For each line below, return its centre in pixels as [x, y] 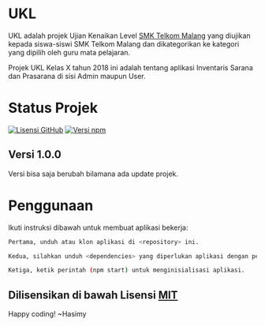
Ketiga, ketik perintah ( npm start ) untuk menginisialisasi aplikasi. [127, 270]
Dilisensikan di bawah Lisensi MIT [93, 295]
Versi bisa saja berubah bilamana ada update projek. [93, 174]
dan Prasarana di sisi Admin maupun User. [77, 76]
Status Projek [53, 108]
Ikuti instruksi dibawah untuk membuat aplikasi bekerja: [98, 227]
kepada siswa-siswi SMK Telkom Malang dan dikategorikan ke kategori [124, 43]
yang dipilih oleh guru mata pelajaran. [69, 52]
